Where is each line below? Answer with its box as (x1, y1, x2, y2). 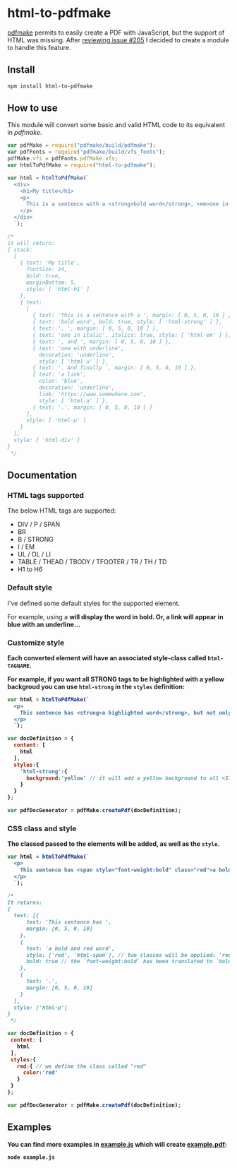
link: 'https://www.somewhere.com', (38, 391, 147, 398)
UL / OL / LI (17, 550, 51, 559)
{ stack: (7, 246, 33, 254)
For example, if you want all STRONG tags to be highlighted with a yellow (7, 674, 224, 683)
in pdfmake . (7, 129, 42, 137)
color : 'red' (23, 1069, 59, 1076)
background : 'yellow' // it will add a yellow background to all (25, 775, 219, 782)
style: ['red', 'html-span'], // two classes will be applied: (25, 951, 217, 958)
